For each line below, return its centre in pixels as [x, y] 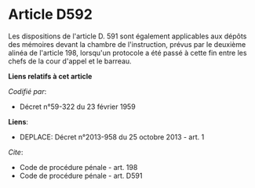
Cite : [16, 152]
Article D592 [50, 14]
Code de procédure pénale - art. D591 [81, 175]
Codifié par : [27, 91]
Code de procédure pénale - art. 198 [78, 167]
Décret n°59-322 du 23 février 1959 [77, 107]
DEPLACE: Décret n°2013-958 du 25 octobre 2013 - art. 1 [112, 137]
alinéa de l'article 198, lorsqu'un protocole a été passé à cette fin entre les [127, 52]
